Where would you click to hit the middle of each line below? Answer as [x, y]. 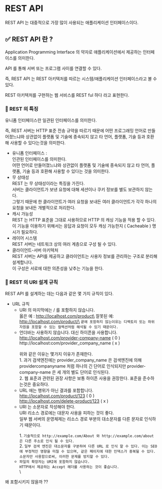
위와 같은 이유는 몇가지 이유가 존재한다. [56, 354]
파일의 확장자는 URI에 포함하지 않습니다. [54, 462]
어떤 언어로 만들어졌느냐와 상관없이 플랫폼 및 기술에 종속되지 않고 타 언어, [81, 165]
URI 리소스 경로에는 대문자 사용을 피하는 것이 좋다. [66, 413]
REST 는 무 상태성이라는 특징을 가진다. [48, 184]
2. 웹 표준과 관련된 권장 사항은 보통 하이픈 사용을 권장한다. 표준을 [80, 378]
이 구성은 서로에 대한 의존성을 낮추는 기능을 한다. [58, 269]
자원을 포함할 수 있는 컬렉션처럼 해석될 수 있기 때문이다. [69, 327]
